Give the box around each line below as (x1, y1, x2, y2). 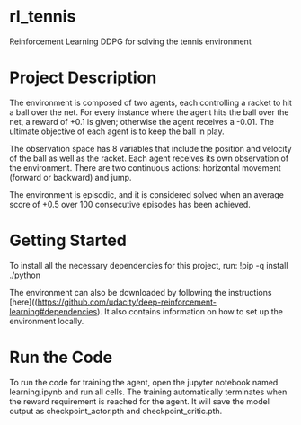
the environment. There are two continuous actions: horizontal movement (9, 162, 281, 173)
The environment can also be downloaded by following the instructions (9, 287, 272, 297)
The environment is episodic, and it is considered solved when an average (9, 189, 285, 199)
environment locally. (9, 315, 84, 326)
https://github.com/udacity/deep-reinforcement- (37, 297, 217, 307)
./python (9, 270, 40, 280)
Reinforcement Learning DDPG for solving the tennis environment (9, 36, 252, 47)
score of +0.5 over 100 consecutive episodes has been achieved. (9, 199, 252, 209)
